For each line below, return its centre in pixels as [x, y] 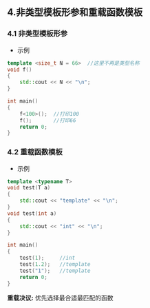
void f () [20, 70]
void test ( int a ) [32, 213]
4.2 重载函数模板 [35, 152]
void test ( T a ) [29, 188]
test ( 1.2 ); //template [55, 265]
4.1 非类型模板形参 [37, 34]
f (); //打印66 [48, 120]
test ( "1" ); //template [55, 271]
